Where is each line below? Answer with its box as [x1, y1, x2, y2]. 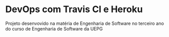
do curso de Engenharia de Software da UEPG [5, 25, 103, 31]
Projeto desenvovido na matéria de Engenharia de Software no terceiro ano [5, 20, 164, 26]
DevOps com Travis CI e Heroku [5, 4, 143, 15]
